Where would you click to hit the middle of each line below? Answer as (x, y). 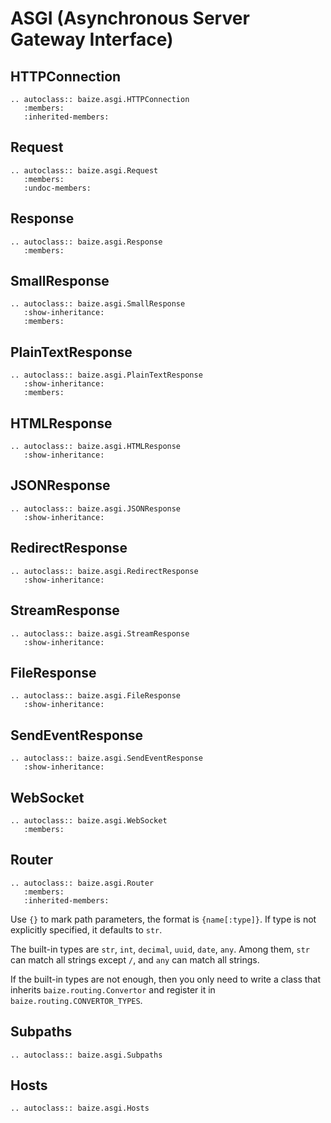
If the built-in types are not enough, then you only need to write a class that (166, 979)
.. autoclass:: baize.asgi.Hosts (80, 1108)
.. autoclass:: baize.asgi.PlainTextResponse (106, 375)
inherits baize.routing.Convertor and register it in (113, 989)
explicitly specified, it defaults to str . (86, 929)
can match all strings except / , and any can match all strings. (135, 959)
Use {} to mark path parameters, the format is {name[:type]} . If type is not (163, 919)
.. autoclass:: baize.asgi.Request (84, 170)
